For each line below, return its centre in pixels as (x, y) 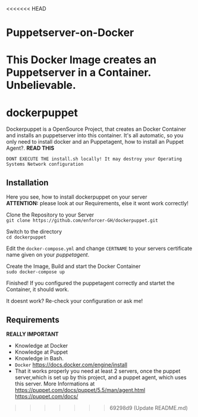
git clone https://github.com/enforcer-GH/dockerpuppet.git (82, 221)
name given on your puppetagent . (48, 255)
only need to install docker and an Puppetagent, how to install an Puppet (95, 142)
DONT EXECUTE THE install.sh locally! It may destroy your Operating (94, 159)
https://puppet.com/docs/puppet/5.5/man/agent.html (80, 390)
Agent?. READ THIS (30, 148)
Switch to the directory (34, 231)
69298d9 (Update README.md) (149, 407)
